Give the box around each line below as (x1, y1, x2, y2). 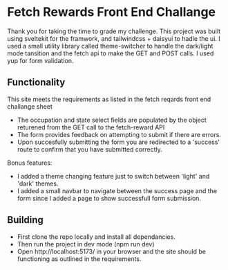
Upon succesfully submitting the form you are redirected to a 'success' (17, 138, 220, 146)
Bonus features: (7, 159, 53, 167)
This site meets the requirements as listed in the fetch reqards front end (7, 95, 211, 103)
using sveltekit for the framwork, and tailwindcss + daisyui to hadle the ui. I (7, 34, 221, 42)
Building (7, 214, 44, 226)
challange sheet (7, 102, 53, 111)
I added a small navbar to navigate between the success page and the (17, 186, 218, 195)
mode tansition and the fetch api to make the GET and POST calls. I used (7, 49, 214, 57)
